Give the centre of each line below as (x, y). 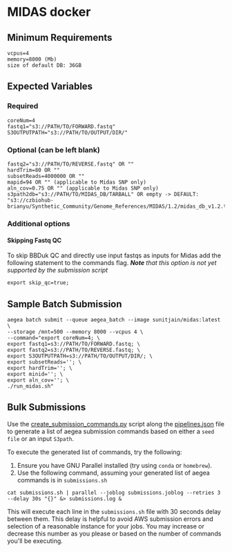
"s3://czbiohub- (30, 200)
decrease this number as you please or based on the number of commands (114, 533)
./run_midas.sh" (30, 386)
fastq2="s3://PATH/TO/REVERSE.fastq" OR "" (71, 164)
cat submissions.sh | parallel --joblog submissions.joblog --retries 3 (114, 493)
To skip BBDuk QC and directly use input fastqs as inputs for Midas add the (114, 255)
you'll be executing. (35, 541)
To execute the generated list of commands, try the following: (95, 452)
